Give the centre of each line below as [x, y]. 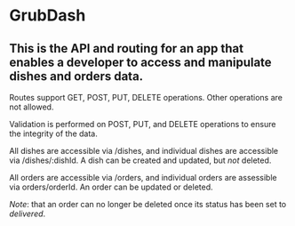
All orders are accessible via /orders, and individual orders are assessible [143, 178]
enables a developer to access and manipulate [141, 62]
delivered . [28, 214]
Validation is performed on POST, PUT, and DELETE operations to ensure [143, 124]
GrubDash [48, 16]
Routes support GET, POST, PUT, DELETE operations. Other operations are [146, 97]
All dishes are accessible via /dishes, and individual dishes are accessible [144, 151]
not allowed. [32, 107]
